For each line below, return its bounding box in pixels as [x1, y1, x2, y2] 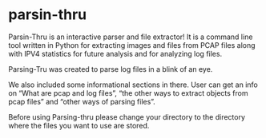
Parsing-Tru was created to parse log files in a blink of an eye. [8, 64, 213, 73]
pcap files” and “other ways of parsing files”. [8, 97, 156, 106]
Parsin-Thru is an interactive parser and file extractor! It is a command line [8, 32, 253, 41]
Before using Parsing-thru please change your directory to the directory [8, 112, 246, 121]
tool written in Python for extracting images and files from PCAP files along [8, 40, 256, 49]
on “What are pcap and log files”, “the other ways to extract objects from [8, 88, 248, 97]
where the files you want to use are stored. [8, 120, 150, 130]
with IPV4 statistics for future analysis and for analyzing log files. [8, 49, 223, 58]
